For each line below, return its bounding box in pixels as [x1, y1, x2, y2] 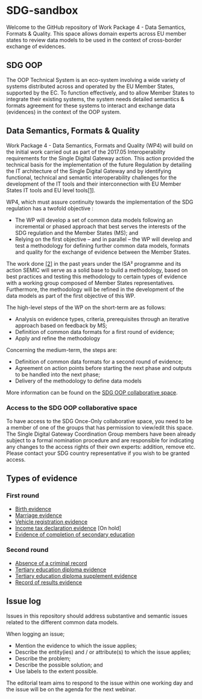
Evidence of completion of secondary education [14, 531, 135, 538]
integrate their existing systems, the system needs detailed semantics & [6, 95, 185, 102]
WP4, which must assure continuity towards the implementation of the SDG [6, 198, 194, 205]
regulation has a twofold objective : [6, 204, 93, 212]
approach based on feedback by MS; [14, 322, 107, 329]
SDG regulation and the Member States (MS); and [14, 229, 139, 236]
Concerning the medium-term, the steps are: [6, 346, 118, 353]
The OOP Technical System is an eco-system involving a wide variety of [6, 76, 186, 83]
